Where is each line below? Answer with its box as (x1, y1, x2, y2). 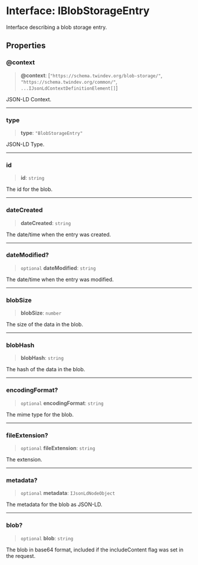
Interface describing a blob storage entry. (6, 24, 107, 31)
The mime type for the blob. (6, 411, 74, 418)
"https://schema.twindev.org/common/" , (20, 78, 118, 85)
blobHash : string (20, 355, 64, 362)
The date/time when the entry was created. (6, 231, 111, 238)
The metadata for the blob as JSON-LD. (6, 501, 103, 508)
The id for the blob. (6, 186, 53, 193)
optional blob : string (20, 534, 74, 541)
